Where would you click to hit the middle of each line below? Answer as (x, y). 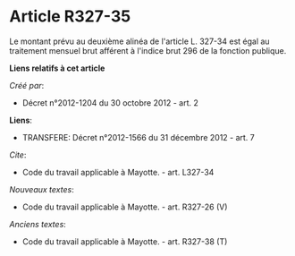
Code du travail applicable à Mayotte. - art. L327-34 (118, 172)
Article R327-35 (70, 17)
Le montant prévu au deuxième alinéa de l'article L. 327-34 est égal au (139, 41)
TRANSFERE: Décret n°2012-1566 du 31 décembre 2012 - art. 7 (138, 137)
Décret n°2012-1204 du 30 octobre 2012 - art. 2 (110, 102)
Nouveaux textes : (42, 189)
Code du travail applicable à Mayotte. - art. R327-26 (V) (125, 207)
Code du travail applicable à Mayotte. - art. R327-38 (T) (125, 241)
